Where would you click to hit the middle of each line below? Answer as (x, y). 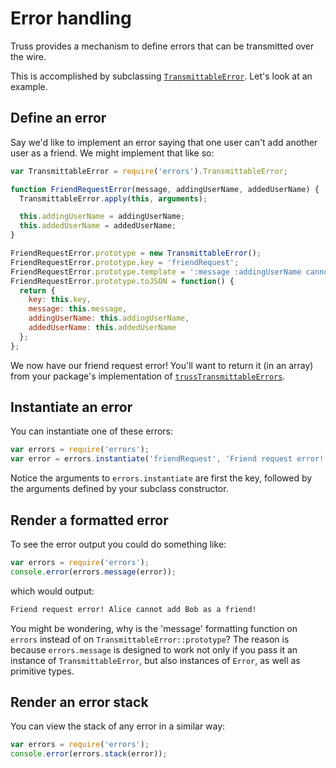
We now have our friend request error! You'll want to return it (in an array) (162, 365)
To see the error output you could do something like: (118, 544)
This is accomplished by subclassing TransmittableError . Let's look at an (161, 76)
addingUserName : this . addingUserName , (109, 318)
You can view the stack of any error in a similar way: (118, 726)
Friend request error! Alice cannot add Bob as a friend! (133, 609)
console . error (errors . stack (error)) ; (89, 754)
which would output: (52, 591)
